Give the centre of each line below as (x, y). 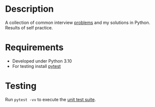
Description (29, 9)
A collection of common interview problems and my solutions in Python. (78, 22)
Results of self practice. (29, 27)
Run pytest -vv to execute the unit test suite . (51, 99)
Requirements (34, 48)
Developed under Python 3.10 (42, 61)
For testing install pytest (37, 66)
